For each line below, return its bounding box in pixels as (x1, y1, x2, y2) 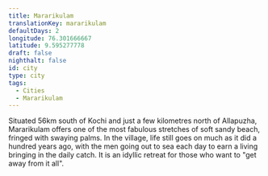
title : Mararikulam (8, 11, 74, 20)
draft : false (8, 49, 52, 57)
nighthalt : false (8, 57, 67, 65)
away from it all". (8, 158, 65, 169)
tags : (8, 79, 27, 87)
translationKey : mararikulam (8, 19, 107, 27)
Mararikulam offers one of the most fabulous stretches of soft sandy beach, (8, 125, 261, 134)
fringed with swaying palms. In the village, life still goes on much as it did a (8, 133, 257, 143)
